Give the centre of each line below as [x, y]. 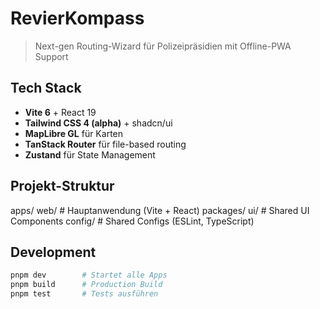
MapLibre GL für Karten [74, 133]
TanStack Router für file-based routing [105, 144]
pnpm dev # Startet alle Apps [89, 275]
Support [51, 56]
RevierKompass [77, 18]
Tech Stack [46, 88]
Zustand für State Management [90, 154]
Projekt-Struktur [62, 186]
